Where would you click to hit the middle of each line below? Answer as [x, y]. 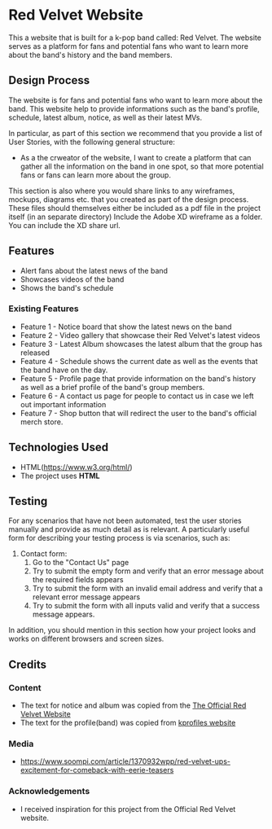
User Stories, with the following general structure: [92, 142]
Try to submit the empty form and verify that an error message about [148, 571]
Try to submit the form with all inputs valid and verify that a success [146, 606]
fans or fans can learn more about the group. [95, 175]
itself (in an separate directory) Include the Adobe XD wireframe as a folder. [136, 217]
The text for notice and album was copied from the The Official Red [133, 705]
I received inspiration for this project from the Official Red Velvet [128, 809]
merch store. [42, 422]
